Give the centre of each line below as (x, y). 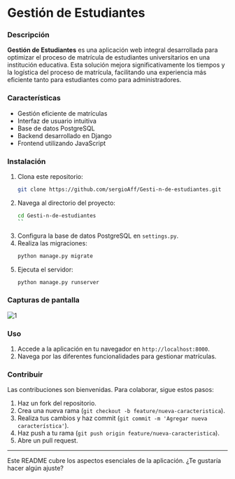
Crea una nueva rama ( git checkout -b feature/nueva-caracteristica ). (121, 411)
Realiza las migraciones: (52, 243)
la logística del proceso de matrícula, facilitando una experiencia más (107, 72)
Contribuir (25, 375)
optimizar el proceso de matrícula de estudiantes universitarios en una (109, 58)
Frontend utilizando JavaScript (62, 143)
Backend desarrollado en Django (64, 135)
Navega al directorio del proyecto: (66, 203)
